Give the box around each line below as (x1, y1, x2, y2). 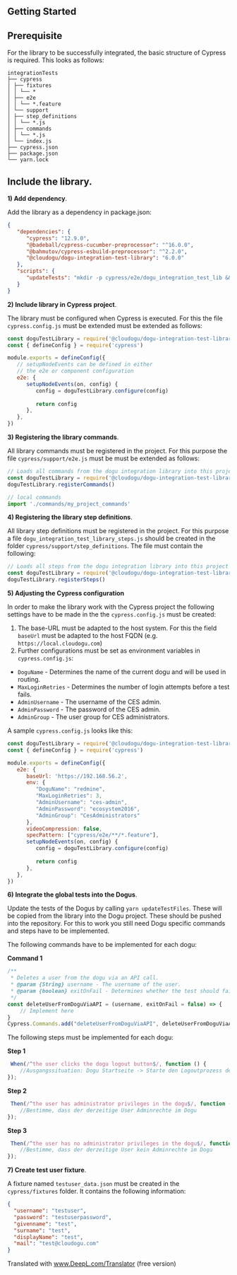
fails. (17, 690, 32, 699)
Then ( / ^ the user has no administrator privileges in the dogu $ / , (10, 1140, 207, 1147)
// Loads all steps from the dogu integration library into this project (7, 563, 229, 570)
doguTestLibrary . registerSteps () (7, 576, 106, 583)
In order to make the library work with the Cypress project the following (7, 602, 215, 611)
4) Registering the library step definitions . (7, 513, 133, 522)
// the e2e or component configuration (16, 368, 134, 375)
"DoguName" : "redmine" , (35, 786, 106, 793)
